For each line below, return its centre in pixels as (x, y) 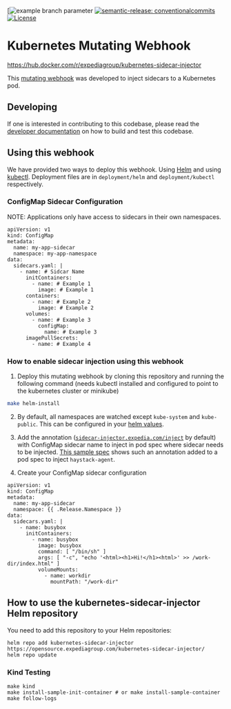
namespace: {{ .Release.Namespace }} (68, 510)
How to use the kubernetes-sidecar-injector (104, 603)
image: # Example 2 (66, 308)
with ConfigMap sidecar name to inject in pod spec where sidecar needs (120, 445)
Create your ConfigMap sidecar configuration (82, 473)
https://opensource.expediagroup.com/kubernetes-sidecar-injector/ (106, 649)
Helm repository (43, 614)
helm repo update (32, 655)
